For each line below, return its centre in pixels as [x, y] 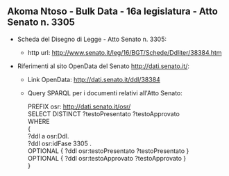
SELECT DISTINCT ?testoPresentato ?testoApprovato [104, 113]
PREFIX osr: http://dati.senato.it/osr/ [79, 106]
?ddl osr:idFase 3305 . [59, 143]
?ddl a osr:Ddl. [48, 136]
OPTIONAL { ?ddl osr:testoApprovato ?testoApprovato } [107, 158]
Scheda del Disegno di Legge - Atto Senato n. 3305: [92, 39]
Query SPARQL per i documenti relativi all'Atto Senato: [105, 93]
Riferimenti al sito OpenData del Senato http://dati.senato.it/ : [103, 66]
